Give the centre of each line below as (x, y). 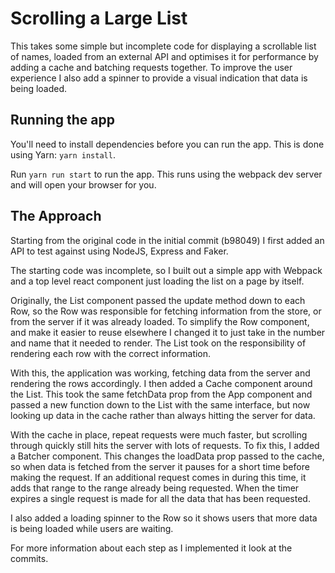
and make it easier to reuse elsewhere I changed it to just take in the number (168, 332)
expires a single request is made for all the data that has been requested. (160, 498)
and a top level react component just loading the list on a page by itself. (157, 281)
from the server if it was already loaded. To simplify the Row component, (160, 321)
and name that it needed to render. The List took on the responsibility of (158, 343)
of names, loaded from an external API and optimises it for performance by (164, 56)
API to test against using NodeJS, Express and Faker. (119, 251)
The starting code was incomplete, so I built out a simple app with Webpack (166, 270)
